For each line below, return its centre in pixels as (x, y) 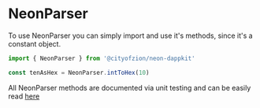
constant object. (35, 43)
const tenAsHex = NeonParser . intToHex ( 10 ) (79, 73)
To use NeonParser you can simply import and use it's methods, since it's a (131, 35)
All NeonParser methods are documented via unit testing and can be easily (130, 88)
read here (24, 96)
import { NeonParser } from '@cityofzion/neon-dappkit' (102, 58)
